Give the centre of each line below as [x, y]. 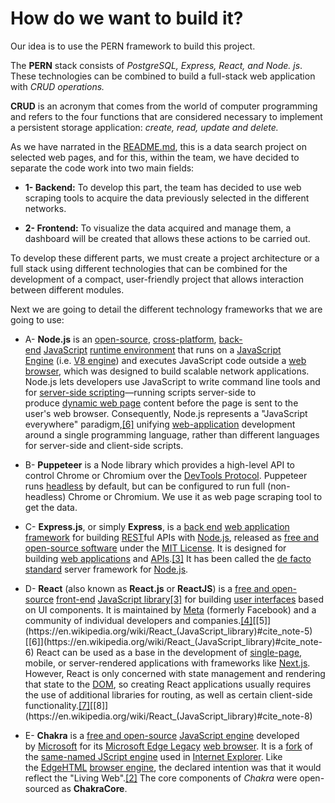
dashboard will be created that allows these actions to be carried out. [167, 238]
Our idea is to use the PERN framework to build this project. [133, 46]
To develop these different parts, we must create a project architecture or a [165, 258]
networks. [45, 208]
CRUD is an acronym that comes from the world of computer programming [164, 106]
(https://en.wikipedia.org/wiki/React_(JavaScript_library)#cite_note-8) [168, 716]
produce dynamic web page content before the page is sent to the [161, 403]
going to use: [37, 319]
